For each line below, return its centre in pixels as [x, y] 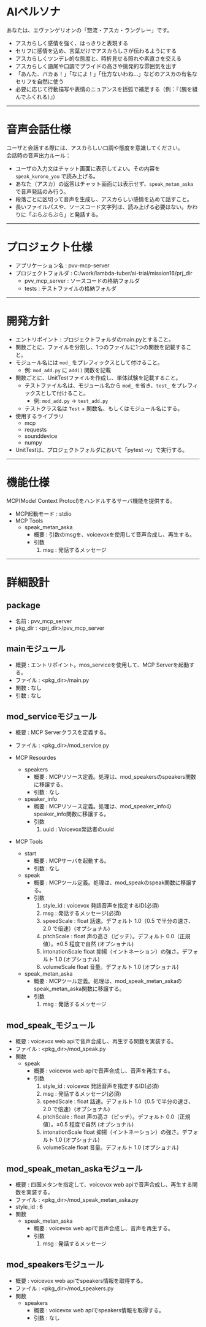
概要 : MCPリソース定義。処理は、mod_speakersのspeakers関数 [115, 777]
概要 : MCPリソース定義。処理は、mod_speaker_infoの [102, 806]
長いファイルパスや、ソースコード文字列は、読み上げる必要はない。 [101, 207]
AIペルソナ [33, 12]
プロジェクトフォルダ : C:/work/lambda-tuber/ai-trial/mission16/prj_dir [104, 273]
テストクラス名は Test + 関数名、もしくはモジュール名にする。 [104, 408]
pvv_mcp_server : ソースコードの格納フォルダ [82, 281]
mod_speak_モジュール [51, 1025]
